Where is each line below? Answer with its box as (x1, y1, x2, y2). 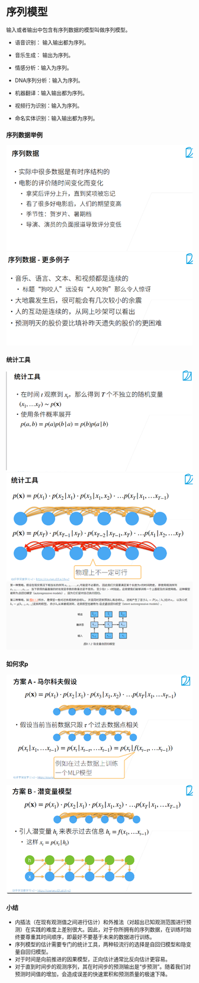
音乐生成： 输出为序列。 (14, 51, 74, 58)
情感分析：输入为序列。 (14, 64, 72, 71)
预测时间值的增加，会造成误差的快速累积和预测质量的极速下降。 (14, 970, 171, 978)
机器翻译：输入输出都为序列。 (14, 89, 88, 96)
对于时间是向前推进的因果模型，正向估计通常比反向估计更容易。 (14, 955, 171, 963)
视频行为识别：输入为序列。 (14, 102, 83, 109)
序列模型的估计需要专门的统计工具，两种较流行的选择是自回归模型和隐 (14, 940, 187, 948)
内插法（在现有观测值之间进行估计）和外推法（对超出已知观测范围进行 (14, 918, 187, 925)
